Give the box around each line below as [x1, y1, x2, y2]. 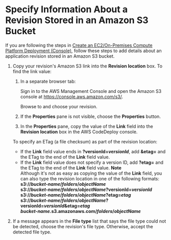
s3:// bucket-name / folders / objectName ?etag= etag [20, 191, 131, 198]
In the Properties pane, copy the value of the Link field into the [20, 123, 153, 129]
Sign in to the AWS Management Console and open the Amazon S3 [20, 88, 162, 94]
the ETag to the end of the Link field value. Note [20, 164, 121, 171]
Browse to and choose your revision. [20, 103, 97, 109]
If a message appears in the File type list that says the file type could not [12, 218, 166, 224]
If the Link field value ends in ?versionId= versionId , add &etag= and [20, 148, 166, 154]
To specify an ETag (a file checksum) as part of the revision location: [12, 138, 157, 145]
